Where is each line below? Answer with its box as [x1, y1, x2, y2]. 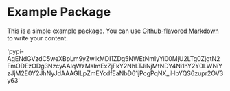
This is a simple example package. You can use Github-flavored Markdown [7, 27, 219, 35]
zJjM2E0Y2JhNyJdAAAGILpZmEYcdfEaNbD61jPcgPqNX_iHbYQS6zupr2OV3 [7, 69, 224, 77]
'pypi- [7, 47, 24, 55]
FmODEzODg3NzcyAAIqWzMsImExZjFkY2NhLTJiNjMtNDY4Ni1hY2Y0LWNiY [7, 62, 223, 70]
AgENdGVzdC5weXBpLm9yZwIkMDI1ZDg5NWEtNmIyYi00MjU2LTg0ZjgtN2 [7, 54, 220, 62]
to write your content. [7, 34, 69, 42]
